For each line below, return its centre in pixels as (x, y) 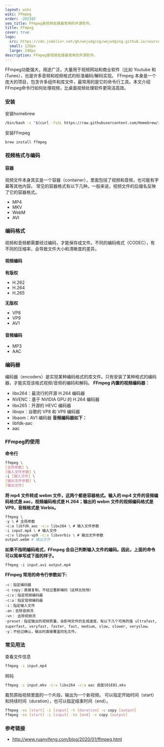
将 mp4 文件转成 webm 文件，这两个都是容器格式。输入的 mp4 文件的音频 (80, 495)
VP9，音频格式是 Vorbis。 (32, 508)
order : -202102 (20, 19)
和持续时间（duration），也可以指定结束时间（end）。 (58, 701)
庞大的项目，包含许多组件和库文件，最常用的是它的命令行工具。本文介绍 (78, 82)
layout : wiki (18, 10)
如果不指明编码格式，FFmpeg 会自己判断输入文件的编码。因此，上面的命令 (80, 550)
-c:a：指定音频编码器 (24, 601)
